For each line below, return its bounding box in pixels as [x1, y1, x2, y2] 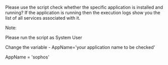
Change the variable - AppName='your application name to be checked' [5, 44, 155, 50]
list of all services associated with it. [5, 15, 81, 21]
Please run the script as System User [5, 35, 82, 40]
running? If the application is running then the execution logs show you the [5, 10, 160, 16]
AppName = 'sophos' [5, 54, 49, 60]
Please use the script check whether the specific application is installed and [5, 5, 163, 10]
